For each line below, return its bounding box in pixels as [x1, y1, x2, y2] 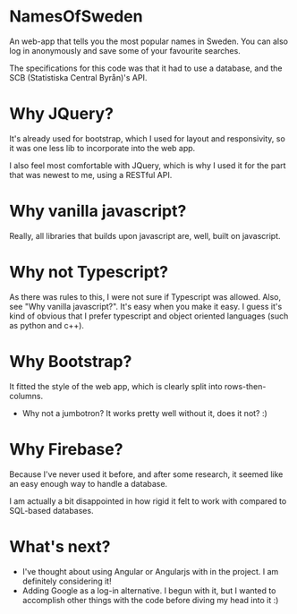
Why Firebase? [9, 439, 123, 459]
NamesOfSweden [9, 6, 143, 27]
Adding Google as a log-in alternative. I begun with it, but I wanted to [21, 584, 276, 596]
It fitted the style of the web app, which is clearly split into [9, 380, 223, 391]
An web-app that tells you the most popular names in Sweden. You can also [9, 36, 289, 47]
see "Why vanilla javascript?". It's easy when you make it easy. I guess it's [9, 301, 283, 311]
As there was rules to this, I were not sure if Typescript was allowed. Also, [9, 291, 282, 302]
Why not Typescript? [9, 262, 168, 282]
